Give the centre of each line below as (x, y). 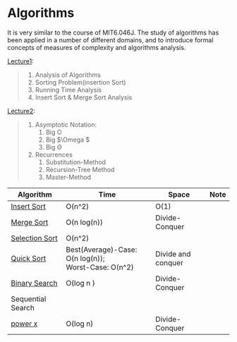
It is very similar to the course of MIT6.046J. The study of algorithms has (113, 32)
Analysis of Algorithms (68, 75)
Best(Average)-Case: (102, 250)
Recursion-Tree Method (80, 169)
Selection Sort (34, 238)
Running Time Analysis (68, 90)
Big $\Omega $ (68, 140)
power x (24, 324)
